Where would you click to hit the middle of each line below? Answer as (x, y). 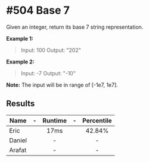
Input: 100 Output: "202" (51, 50)
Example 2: (20, 62)
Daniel (18, 140)
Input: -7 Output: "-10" (48, 73)
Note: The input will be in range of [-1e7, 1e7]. (62, 85)
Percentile (97, 120)
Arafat (18, 150)
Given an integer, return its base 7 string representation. (75, 27)
